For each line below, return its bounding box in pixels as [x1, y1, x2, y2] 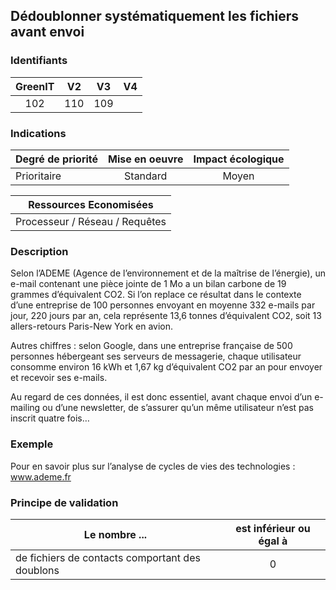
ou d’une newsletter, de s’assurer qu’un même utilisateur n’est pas [42, 402, 314, 414]
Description [10, 244, 69, 258]
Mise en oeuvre [108, 152, 184, 166]
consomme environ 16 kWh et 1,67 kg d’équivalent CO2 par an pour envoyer [10, 361, 323, 373]
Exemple [10, 437, 54, 451]
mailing [10, 402, 41, 414]
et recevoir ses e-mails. [10, 372, 108, 384]
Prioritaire [15, 169, 62, 183]
